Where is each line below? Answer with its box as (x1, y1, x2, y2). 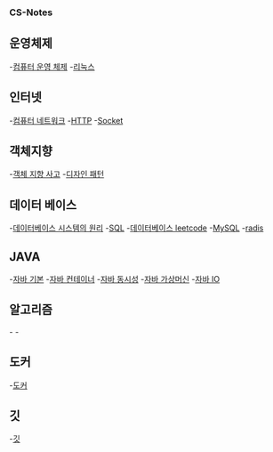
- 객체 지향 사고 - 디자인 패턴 (9, 169, 105, 180)
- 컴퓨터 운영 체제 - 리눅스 (9, 61, 95, 72)
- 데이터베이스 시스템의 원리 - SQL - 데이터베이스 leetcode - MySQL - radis (9, 222, 264, 233)
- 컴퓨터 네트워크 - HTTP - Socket (9, 115, 124, 125)
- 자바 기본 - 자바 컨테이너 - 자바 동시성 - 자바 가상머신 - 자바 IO (9, 273, 221, 284)
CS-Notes (9, 6, 53, 19)
